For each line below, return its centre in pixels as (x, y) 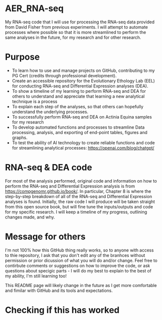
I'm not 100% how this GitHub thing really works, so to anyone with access (79, 250)
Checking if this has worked (62, 310)
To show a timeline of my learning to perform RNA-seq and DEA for (79, 91)
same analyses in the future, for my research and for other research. (73, 37)
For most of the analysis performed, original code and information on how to (81, 181)
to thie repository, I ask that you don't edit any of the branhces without (75, 255)
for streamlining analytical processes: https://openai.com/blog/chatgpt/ (83, 148)
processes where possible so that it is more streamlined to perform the (76, 32)
